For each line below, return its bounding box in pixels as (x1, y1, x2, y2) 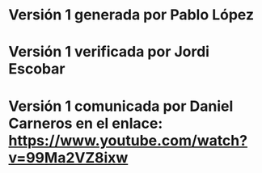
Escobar (8, 60, 65, 78)
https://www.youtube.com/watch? (8, 131, 248, 150)
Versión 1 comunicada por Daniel (8, 97, 234, 115)
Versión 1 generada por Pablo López (8, 6, 255, 24)
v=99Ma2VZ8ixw (8, 148, 129, 167)
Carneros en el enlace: (8, 114, 163, 133)
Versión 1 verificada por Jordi (8, 43, 210, 61)
